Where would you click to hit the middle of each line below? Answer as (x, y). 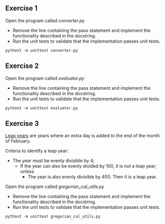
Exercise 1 (22, 8)
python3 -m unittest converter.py (42, 50)
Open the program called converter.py (45, 20)
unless (27, 171)
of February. (18, 141)
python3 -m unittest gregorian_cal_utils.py (53, 217)
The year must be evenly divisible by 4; (53, 161)
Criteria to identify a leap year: (37, 151)
